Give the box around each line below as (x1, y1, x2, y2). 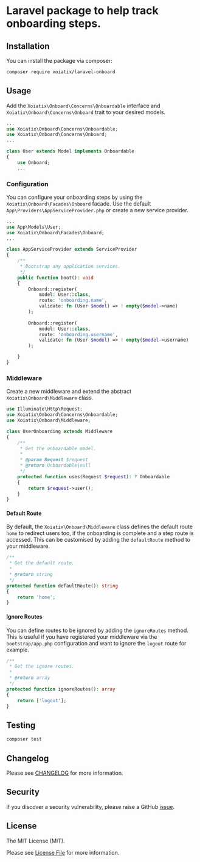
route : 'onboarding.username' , (38, 331, 119, 337)
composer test (6, 736, 43, 742)
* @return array (9, 675, 50, 681)
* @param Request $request (19, 457, 88, 463)
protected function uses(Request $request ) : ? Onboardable (17, 473, 170, 479)
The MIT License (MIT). (6, 837, 65, 844)
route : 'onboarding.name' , (38, 297, 108, 304)
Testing (6, 720, 36, 730)
